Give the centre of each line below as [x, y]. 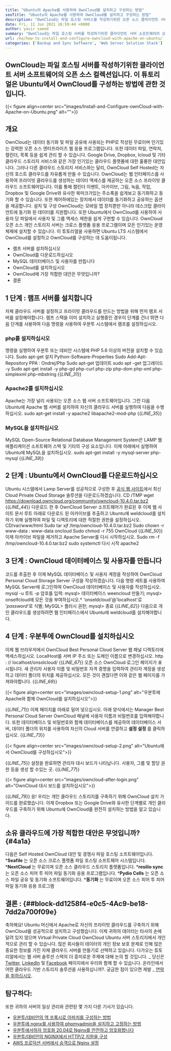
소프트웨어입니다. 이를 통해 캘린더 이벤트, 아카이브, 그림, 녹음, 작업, [85, 187]
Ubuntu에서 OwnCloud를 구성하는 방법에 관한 [88, 84]
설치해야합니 [149, 612]
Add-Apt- [137, 357]
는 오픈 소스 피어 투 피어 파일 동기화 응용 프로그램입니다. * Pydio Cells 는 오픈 [82, 873]
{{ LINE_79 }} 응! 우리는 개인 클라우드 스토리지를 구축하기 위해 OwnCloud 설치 [82, 796]
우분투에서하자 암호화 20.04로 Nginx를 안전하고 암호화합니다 [73, 1030]
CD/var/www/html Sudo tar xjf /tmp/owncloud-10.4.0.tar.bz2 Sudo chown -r [85, 525]
